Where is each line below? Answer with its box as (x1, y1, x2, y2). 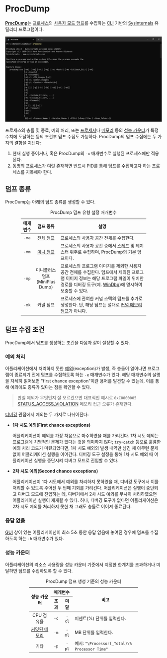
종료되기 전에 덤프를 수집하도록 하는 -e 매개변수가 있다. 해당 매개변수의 (14, 372, 152, 378)
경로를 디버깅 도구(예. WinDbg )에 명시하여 (60, 282, 143, 287)
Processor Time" (74, 647, 108, 652)
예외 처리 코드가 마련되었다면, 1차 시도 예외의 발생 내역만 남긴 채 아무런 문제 (12, 445, 159, 451)
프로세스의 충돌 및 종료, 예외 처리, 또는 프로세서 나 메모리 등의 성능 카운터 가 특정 (5, 127, 159, 133)
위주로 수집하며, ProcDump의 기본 (69, 249, 137, 255)
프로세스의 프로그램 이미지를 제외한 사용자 (60, 263, 142, 269)
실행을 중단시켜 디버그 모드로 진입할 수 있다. (34, 458, 119, 464)
